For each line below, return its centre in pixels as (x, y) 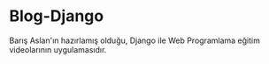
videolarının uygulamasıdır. (58, 49)
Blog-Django (57, 16)
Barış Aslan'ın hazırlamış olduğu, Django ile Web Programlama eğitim (135, 40)
